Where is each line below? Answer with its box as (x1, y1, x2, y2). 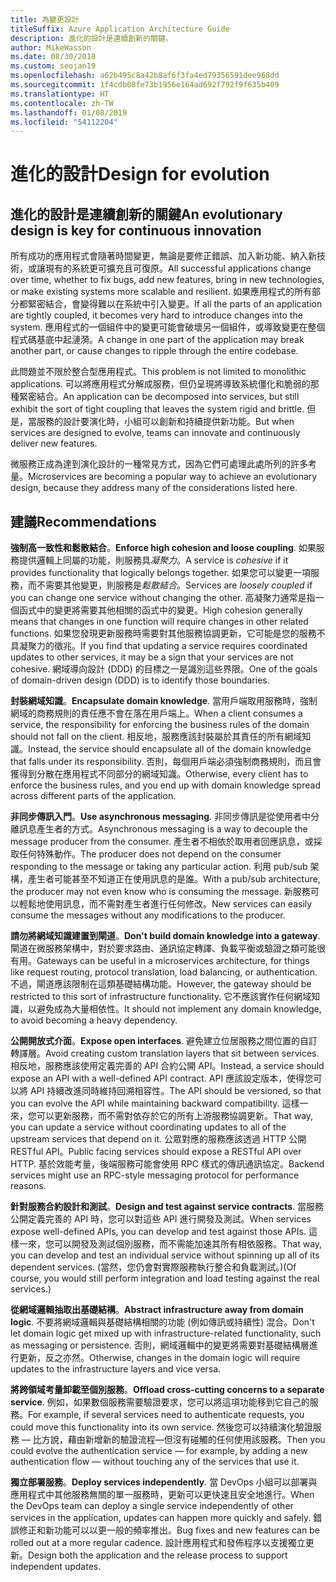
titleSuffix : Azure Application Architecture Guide (10, 24, 230, 34)
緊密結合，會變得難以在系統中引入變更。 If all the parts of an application (27, 298, 323, 310)
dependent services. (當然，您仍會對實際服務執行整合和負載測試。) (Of (10, 1261, 297, 1273)
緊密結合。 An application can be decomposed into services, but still (18, 391, 300, 403)
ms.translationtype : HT (10, 89, 110, 99)
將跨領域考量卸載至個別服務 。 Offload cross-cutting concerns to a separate (10, 1384, 325, 1396)
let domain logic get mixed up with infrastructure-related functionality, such (10, 1327, 322, 1340)
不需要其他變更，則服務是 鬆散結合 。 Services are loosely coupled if (36, 579, 313, 591)
